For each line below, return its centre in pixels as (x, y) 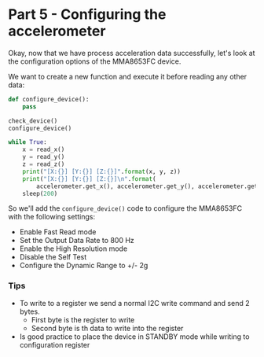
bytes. (30, 311)
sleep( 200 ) (40, 193)
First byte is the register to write (83, 319)
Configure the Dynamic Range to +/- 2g (84, 266)
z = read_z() (44, 164)
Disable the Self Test (53, 257)
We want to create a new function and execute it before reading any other (128, 76)
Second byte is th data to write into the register (107, 328)
